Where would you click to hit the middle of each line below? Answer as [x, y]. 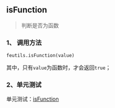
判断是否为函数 [40, 25]
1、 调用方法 [24, 42]
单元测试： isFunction [33, 99]
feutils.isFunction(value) [40, 56]
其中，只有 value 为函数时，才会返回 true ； [59, 68]
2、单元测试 [24, 85]
